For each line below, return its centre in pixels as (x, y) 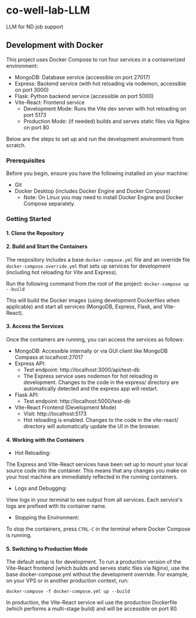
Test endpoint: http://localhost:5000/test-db (77, 401)
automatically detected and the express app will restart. (91, 388)
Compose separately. (49, 204)
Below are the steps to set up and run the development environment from (95, 139)
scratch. (16, 145)
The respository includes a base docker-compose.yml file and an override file (98, 259)
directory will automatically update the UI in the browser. (92, 426)
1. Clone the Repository (35, 233)
